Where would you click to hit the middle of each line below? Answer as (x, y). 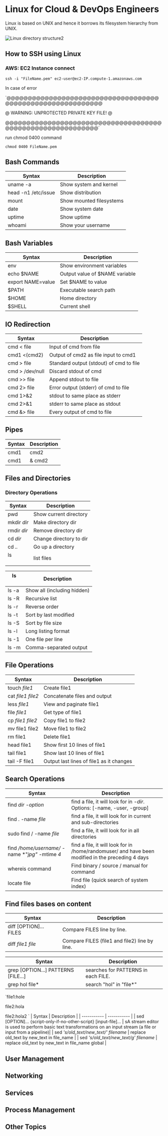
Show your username (85, 225)
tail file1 (17, 753)
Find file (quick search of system (110, 880)
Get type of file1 (62, 712)
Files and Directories (38, 478)
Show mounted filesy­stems (92, 201)
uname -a (19, 185)
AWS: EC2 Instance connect (40, 68)
